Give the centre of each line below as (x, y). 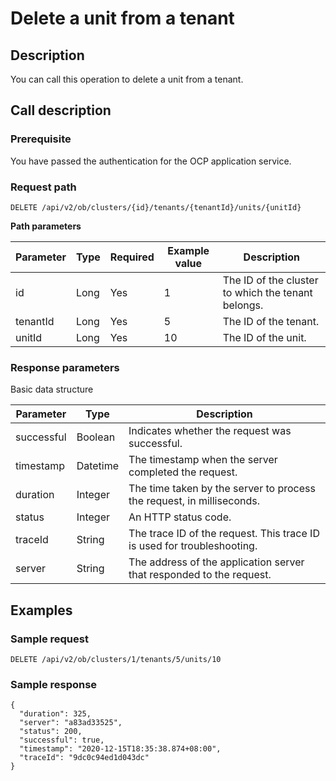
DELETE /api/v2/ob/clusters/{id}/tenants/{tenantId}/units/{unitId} (156, 207)
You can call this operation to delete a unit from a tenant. (127, 79)
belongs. (243, 305)
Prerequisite (41, 139)
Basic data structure (52, 389)
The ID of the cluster (270, 280)
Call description (61, 110)
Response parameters (65, 367)
